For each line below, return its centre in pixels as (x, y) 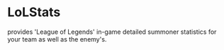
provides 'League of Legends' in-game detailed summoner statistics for (112, 32)
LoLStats (34, 12)
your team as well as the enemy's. (57, 39)
